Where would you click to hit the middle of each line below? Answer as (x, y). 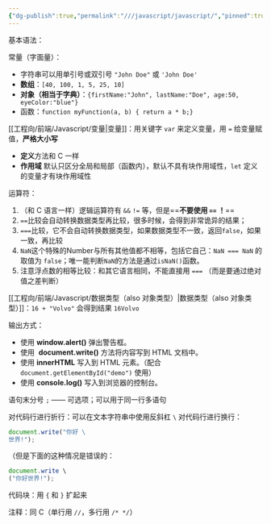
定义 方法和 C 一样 (49, 156)
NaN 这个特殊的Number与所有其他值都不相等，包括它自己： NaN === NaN (137, 250)
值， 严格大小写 (33, 139)
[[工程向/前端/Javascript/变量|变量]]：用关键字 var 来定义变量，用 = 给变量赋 (135, 128)
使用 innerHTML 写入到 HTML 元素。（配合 (90, 362)
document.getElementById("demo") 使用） (88, 372)
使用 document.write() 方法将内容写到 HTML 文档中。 (111, 352)
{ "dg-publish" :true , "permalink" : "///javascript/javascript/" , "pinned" (129, 16)
